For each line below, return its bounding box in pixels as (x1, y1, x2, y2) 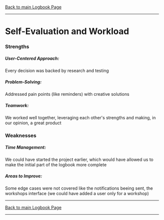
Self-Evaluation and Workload (5, 26, 129, 37)
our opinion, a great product (5, 120, 62, 126)
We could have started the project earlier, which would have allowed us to (5, 156, 154, 162)
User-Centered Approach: (5, 55, 60, 61)
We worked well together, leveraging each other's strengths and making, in (5, 115, 156, 121)
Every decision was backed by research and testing (5, 68, 109, 74)
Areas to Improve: (5, 173, 42, 179)
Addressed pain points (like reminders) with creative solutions (5, 91, 129, 97)
